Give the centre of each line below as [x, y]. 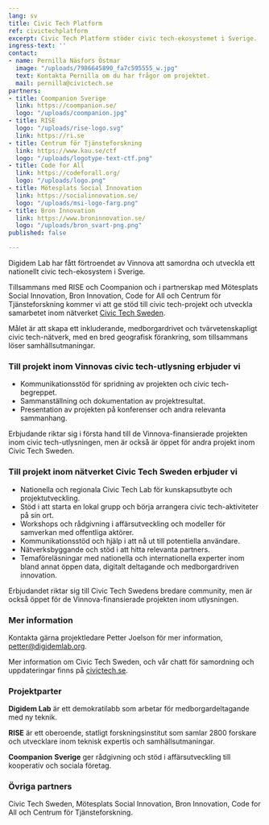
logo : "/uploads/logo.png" [61, 181]
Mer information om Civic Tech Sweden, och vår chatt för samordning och [131, 661]
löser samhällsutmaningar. [52, 346]
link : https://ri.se [50, 135]
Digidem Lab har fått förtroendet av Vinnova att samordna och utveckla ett [132, 263]
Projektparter [35, 691]
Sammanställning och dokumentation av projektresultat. [112, 401]
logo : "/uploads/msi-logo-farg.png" [77, 203]
